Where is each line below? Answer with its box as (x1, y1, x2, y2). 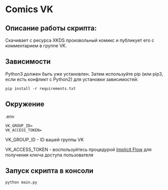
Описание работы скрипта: (5, 24, 97, 33)
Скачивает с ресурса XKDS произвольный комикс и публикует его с (5, 37, 155, 43)
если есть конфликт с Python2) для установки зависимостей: (5, 76, 139, 82)
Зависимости (5, 57, 51, 66)
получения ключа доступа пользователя (5, 151, 94, 158)
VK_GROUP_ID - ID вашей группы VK (5, 136, 84, 143)
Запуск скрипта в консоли (5, 167, 94, 175)
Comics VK (5, 4, 53, 15)
